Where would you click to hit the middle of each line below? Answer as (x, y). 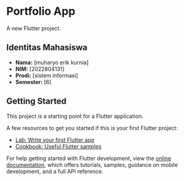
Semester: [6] (33, 82)
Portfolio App (41, 11)
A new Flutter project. (34, 28)
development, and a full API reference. (55, 171)
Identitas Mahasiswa (47, 48)
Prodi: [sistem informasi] (47, 75)
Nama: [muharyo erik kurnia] (52, 62)
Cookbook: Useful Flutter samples (58, 146)
